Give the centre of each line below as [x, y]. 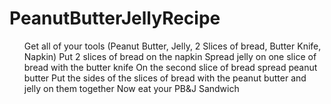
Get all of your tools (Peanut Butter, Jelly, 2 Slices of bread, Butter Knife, [172, 46]
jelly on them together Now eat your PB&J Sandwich [131, 88]
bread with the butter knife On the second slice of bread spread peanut [170, 67]
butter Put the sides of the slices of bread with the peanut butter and [165, 78]
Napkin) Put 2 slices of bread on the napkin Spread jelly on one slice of [170, 56]
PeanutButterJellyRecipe [115, 18]
